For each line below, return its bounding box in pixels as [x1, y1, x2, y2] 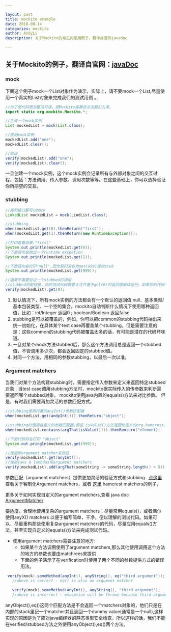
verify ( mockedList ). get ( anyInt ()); [5, 455, 81, 460]
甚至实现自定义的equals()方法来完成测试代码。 [14, 527, 112, 533]
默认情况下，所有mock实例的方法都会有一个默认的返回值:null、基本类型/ [12, 296, 164, 303]
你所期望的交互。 [5, 183, 41, 189]
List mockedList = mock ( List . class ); [5, 123, 85, 128]
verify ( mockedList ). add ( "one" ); [5, 156, 74, 161]
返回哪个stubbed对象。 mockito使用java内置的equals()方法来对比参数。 [9, 392, 160, 398]
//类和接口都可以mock [5, 207, 46, 213]
